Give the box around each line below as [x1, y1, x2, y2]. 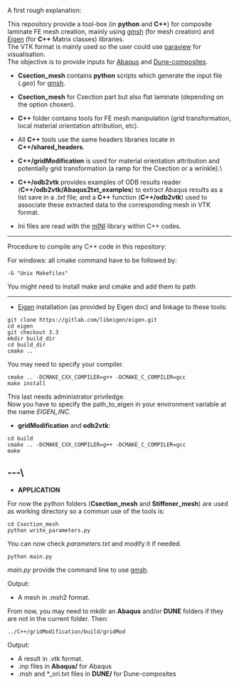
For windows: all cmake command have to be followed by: [7, 256, 177, 264]
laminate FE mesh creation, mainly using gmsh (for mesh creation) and [7, 28, 215, 36]
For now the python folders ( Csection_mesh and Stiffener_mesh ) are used [7, 499, 229, 507]
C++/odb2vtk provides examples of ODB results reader [17, 178, 181, 186]
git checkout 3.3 [7, 329, 59, 336]
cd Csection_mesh [7, 520, 59, 528]
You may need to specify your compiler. [7, 360, 124, 368]
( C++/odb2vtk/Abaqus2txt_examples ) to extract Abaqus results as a [17, 185, 223, 194]
